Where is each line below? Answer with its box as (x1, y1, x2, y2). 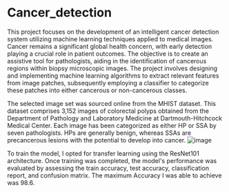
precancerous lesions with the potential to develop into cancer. (7, 136, 186, 144)
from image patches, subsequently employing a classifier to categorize (7, 78, 209, 87)
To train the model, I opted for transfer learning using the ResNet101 (7, 149, 200, 158)
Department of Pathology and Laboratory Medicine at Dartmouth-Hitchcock (7, 114, 223, 122)
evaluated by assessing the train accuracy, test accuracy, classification (7, 164, 209, 172)
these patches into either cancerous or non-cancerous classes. (7, 86, 188, 94)
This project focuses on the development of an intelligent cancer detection (7, 28, 219, 36)
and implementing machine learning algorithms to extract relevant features (7, 71, 219, 80)
